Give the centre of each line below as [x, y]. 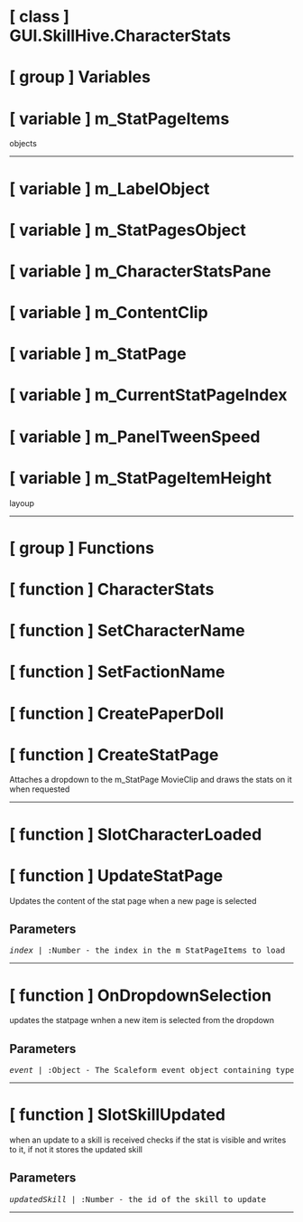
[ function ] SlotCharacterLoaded [136, 834]
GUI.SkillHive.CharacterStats [120, 36]
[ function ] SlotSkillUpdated [117, 1115]
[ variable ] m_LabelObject [110, 188]
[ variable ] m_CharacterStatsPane [140, 271]
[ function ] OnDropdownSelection [141, 995]
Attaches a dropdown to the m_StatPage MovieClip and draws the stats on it [151, 780]
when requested [40, 789]
